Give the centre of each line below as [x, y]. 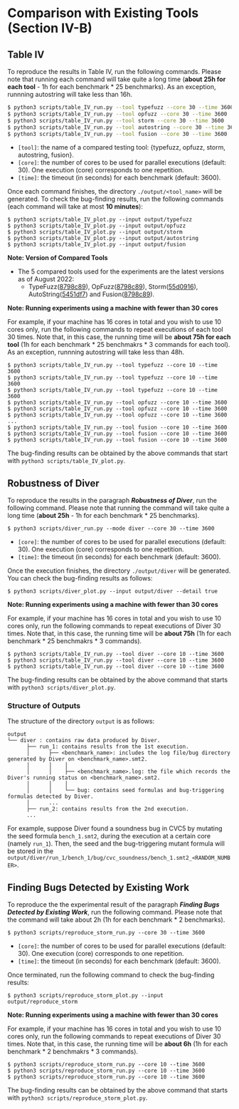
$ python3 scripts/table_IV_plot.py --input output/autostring [103, 239]
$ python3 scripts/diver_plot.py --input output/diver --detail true [113, 592]
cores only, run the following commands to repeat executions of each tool [115, 330]
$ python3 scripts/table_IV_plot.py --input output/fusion [97, 245]
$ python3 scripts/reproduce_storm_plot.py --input [85, 996]
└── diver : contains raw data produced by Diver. [84, 741]
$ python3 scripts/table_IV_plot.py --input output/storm [95, 232]
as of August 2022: [46, 279]
